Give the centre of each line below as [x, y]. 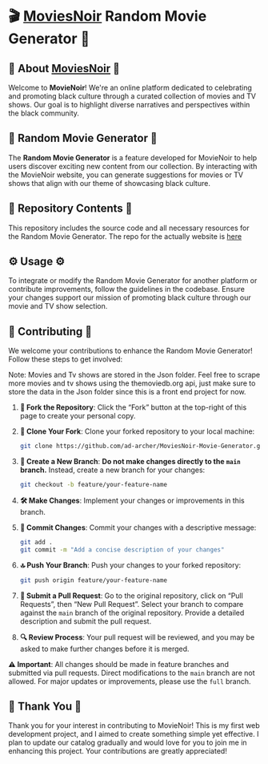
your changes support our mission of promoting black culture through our [130, 297]
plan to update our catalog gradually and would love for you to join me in [128, 742]
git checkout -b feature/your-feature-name [94, 485]
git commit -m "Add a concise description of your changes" [122, 550]
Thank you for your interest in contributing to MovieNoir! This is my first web [134, 726]
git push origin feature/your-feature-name [94, 580]
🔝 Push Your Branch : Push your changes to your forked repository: [130, 565]
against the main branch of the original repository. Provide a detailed [132, 612]
